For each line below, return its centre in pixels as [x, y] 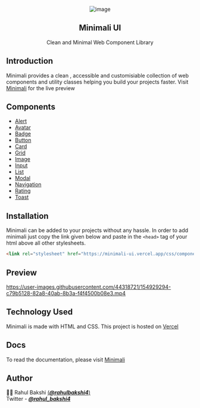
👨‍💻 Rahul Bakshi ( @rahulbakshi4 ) [49, 392]
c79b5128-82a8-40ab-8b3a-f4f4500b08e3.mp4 [66, 293]
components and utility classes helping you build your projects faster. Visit [97, 82]
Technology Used [40, 312]
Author [19, 378]
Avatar [23, 128]
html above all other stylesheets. [46, 243]
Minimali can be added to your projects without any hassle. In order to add [97, 230]
